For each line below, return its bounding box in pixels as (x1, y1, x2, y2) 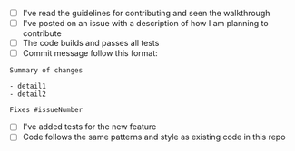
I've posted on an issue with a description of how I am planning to (22, 18, 270, 29)
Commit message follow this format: (22, 48, 159, 59)
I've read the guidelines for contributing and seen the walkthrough (22, 8, 270, 18)
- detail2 (9, 90, 47, 99)
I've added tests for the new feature (22, 121, 157, 132)
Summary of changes (9, 66, 84, 75)
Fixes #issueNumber (9, 106, 84, 115)
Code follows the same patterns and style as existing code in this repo (22, 131, 286, 143)
